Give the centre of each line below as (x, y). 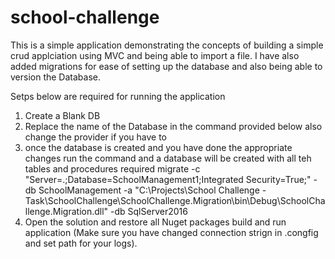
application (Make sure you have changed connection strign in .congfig (171, 232)
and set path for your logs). (81, 243)
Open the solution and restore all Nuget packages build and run (155, 222)
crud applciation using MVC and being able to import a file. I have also (155, 55)
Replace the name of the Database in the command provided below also (173, 126)
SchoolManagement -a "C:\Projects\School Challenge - (152, 190)
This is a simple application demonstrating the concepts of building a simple (167, 45)
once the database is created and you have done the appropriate (158, 147)
